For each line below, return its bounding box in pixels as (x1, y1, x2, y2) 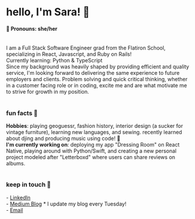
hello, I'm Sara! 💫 (6, 5, 90, 19)
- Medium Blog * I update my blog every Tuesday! (6, 200, 127, 207)
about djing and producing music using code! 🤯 (6, 135, 120, 142)
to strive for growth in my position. (6, 88, 89, 95)
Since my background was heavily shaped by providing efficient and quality (6, 63, 190, 70)
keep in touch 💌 (6, 181, 51, 189)
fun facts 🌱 (6, 109, 38, 117)
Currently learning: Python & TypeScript (6, 57, 103, 64)
